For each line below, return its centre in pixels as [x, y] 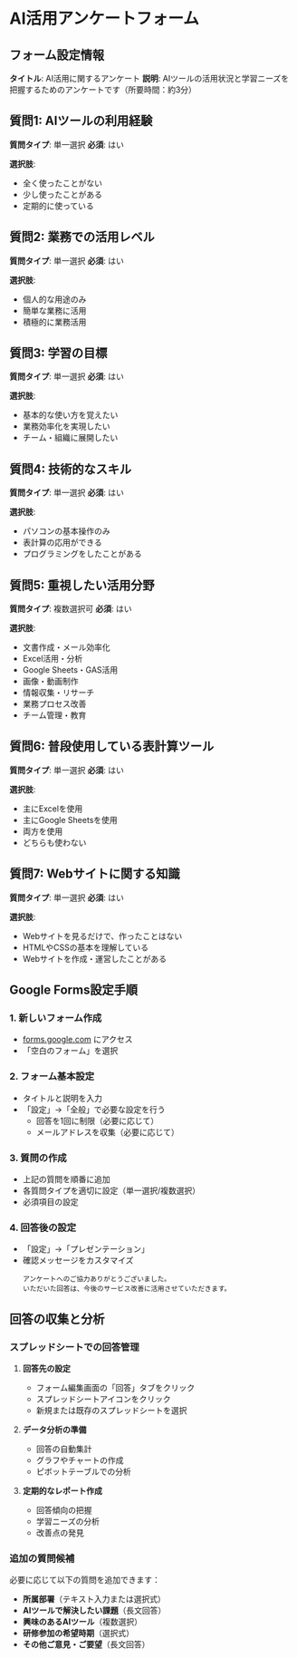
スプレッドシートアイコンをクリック [103, 1399]
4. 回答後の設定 [43, 1227]
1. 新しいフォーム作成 [56, 1018]
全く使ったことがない [62, 183]
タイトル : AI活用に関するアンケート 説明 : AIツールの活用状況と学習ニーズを [149, 78]
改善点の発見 [60, 1532]
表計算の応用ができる [62, 543]
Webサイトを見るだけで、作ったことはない [102, 936]
